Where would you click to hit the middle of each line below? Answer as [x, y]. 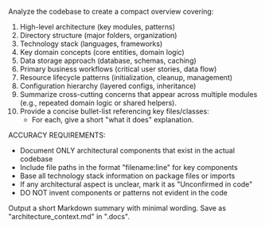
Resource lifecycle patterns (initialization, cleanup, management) [126, 77]
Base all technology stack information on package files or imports [127, 176]
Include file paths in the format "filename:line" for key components [129, 167]
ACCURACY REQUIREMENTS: [57, 135]
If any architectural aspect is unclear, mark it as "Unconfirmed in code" [136, 184]
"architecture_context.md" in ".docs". [69, 216]
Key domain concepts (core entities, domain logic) [102, 52]
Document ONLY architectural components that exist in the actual [127, 151]
